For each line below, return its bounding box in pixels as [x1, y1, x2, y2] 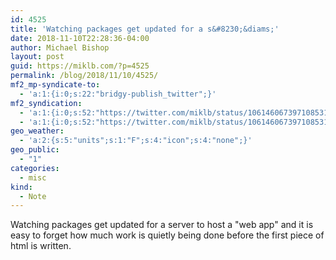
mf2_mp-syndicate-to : [10, 80, 101, 90]
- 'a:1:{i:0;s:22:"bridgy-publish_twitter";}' [19, 89, 217, 99]
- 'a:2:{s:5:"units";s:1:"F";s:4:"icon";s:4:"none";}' [19, 136, 253, 146]
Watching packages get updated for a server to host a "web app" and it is [10, 219, 314, 231]
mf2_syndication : [10, 98, 83, 108]
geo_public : [10, 145, 60, 155]
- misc [19, 172, 47, 183]
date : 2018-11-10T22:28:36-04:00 [10, 33, 150, 43]
